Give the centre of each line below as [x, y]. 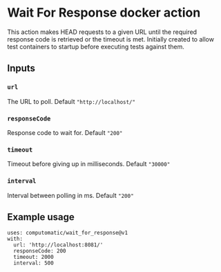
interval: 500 [33, 263]
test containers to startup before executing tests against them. [96, 46]
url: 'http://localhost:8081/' [58, 245]
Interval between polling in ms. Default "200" [70, 195]
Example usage [41, 217]
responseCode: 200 [40, 251]
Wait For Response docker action [104, 13]
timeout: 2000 [33, 257]
